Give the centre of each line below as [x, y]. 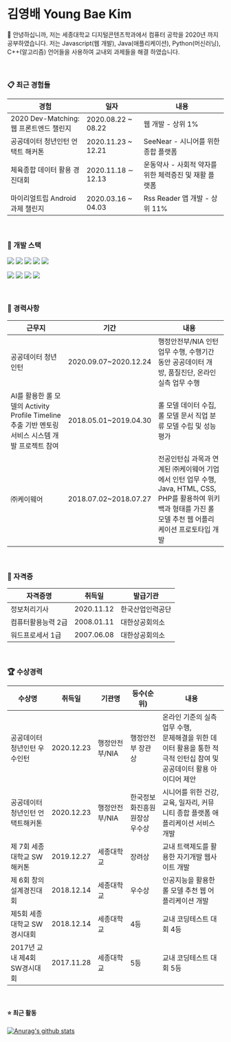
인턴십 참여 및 [198, 758]
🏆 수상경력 [25, 672]
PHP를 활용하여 [182, 498]
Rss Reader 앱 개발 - [176, 199]
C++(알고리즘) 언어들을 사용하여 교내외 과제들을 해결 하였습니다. [93, 52]
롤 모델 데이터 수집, [187, 405]
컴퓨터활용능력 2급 [39, 622]
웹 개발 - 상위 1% [171, 124]
